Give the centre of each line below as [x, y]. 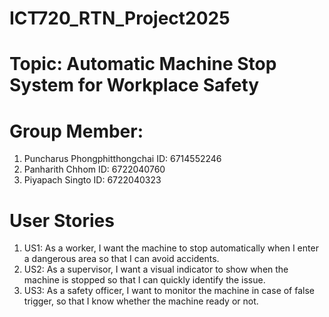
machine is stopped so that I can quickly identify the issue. [144, 280]
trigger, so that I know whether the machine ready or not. [141, 301]
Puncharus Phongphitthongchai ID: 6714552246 [122, 159]
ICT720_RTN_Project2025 [120, 18]
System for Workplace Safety [134, 85]
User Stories [62, 220]
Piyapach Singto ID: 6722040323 [92, 180]
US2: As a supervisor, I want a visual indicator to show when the [156, 269]
